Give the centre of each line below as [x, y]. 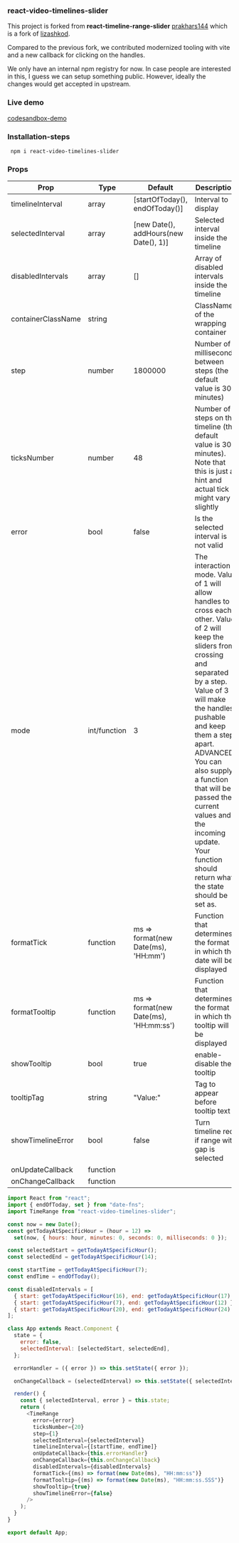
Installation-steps [39, 136]
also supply [214, 770]
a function [212, 780]
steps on [209, 418]
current [207, 806]
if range [207, 1140]
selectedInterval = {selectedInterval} [89, 1440]
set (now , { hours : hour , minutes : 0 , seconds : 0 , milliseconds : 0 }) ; [121, 1238]
